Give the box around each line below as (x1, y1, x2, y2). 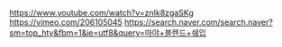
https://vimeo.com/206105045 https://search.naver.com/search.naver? (9, 17, 273, 27)
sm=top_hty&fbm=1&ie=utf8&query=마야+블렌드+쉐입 (9, 27, 207, 38)
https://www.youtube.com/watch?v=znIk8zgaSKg (9, 8, 194, 18)
